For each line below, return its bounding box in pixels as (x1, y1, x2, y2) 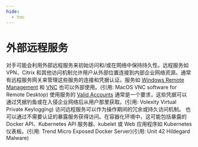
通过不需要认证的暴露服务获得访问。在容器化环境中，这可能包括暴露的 (16, 113, 187, 121)
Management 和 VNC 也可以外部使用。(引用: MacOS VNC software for (6, 83, 177, 91)
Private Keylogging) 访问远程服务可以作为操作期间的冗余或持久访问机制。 (6, 106, 184, 113)
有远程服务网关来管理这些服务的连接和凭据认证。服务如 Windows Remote (6, 76, 184, 83)
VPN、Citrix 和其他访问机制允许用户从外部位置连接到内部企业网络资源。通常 (6, 69, 192, 76)
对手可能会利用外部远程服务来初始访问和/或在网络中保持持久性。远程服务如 (6, 62, 189, 69)
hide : (6, 8, 19, 15)
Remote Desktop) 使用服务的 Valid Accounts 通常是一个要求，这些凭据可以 (6, 91, 187, 98)
